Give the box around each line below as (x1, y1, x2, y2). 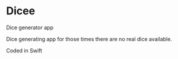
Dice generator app (6, 24, 53, 31)
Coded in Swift (6, 46, 43, 54)
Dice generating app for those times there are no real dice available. (6, 35, 172, 42)
